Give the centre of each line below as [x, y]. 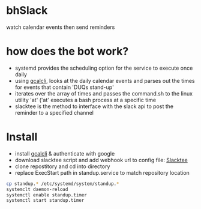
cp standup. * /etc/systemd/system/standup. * [63, 184]
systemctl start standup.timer [45, 201]
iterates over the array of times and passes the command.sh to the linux [104, 93]
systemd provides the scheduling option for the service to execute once [104, 68]
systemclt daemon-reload [37, 189]
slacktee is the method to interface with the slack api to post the [94, 106]
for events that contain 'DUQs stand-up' [64, 87]
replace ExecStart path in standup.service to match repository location [102, 172]
